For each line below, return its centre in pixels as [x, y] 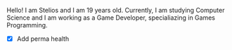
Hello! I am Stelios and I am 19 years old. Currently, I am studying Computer [116, 10]
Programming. [27, 25]
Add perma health [43, 39]
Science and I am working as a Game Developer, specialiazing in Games [111, 18]
